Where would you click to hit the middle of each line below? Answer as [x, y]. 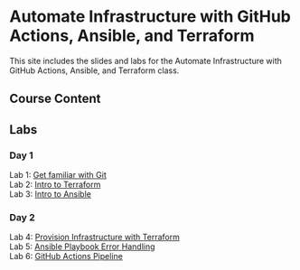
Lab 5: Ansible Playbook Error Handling [82, 247]
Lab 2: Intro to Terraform [55, 185]
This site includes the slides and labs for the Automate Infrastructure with [146, 61]
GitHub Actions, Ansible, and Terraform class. [94, 70]
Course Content [55, 99]
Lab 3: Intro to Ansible [51, 194]
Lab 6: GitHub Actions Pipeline [66, 256]
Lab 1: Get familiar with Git [58, 175]
